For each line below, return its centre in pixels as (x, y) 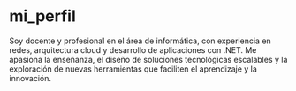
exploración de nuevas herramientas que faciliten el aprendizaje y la (133, 69)
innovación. (30, 78)
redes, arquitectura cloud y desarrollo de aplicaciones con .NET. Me (133, 49)
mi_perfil (43, 16)
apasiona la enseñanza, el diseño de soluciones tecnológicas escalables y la (148, 59)
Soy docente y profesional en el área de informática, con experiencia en (140, 41)
